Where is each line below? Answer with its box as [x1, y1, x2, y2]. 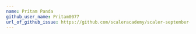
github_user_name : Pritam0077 [6, 14, 80, 20]
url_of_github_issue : [6, 19, 59, 25]
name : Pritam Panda [6, 8, 54, 14]
